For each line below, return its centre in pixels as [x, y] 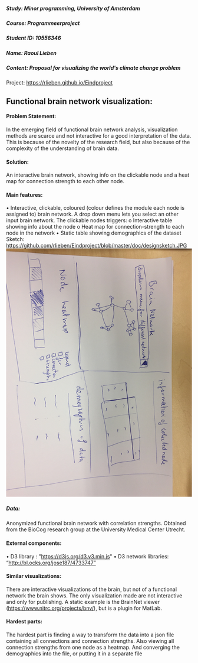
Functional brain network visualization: [80, 101]
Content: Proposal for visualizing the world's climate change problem [93, 68]
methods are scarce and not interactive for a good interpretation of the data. [99, 136]
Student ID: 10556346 [34, 38]
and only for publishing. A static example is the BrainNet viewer [83, 602]
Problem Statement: [31, 116]
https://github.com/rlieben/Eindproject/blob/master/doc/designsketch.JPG [97, 246]
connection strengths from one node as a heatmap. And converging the [93, 648]
